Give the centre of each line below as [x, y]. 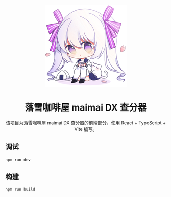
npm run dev [18, 160]
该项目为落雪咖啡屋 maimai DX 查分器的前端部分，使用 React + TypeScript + [86, 123]
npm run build [20, 190]
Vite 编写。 [86, 129]
